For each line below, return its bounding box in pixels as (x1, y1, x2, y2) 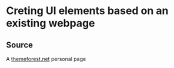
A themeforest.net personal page (6, 56, 86, 62)
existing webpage (6, 16, 95, 30)
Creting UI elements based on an (6, 4, 169, 18)
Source (6, 40, 34, 50)
